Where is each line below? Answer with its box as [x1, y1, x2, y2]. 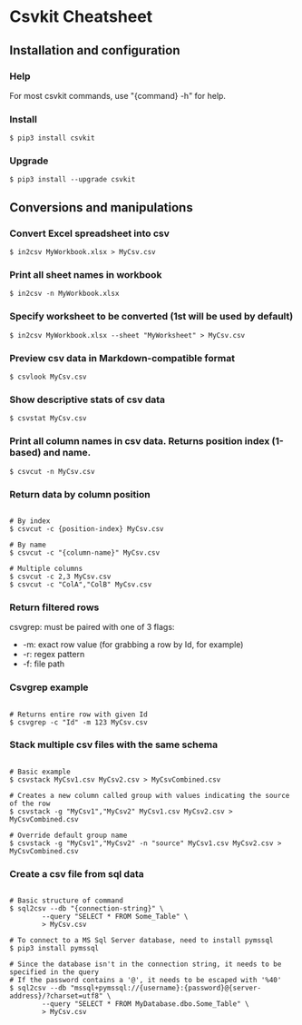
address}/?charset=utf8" [9, 991, 103, 1000]
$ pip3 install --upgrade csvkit [9, 175, 136, 184]
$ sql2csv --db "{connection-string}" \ [9, 904, 165, 913]
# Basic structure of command [9, 896, 124, 905]
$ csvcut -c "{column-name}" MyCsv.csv [9, 547, 161, 557]
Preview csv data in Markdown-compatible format [9, 351, 236, 364]
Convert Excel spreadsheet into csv [9, 227, 170, 240]
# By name [9, 540, 47, 549]
